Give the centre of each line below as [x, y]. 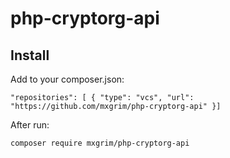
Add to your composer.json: [67, 79]
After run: [30, 125]
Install [30, 55]
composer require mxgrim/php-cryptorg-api [100, 143]
